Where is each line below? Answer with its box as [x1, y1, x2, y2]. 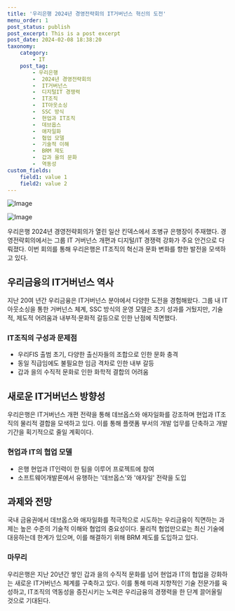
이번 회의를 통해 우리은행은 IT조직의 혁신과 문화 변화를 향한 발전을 [27, 245, 208, 254]
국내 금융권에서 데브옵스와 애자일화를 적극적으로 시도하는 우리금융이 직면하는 [7, 515, 217, 524]
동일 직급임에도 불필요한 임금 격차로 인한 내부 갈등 [17, 359, 154, 367]
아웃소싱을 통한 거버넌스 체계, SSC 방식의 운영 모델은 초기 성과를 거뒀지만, [7, 305, 210, 313]
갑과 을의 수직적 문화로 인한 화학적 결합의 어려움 [17, 368, 149, 376]
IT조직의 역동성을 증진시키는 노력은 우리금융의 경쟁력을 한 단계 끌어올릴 [27, 587, 223, 596]
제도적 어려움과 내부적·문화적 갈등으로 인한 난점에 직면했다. [16, 314, 177, 322]
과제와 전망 [7, 496, 53, 508]
